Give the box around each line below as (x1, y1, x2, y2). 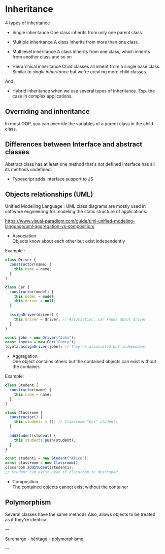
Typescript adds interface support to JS (12, 176, 94, 182)
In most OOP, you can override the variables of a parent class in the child (5, 120, 154, 127)
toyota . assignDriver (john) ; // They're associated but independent (5, 344, 147, 349)
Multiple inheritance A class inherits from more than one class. (12, 39, 139, 45)
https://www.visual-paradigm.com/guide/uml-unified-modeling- (5, 218, 135, 224)
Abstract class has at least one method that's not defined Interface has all (5, 161, 155, 167)
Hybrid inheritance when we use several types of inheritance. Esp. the (12, 88, 155, 93)
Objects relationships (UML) (5, 190, 94, 198)
